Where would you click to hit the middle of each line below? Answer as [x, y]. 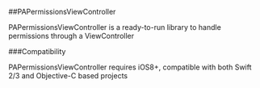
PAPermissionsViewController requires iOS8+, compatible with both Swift [130, 67]
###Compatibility [37, 51]
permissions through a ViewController [71, 36]
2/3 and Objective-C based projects [68, 75]
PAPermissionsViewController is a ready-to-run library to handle [115, 27]
